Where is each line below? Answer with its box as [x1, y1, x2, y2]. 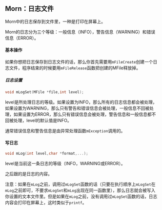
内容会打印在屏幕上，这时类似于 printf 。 [5, 199, 87, 205]
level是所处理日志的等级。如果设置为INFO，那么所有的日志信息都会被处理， [5, 99, 157, 105]
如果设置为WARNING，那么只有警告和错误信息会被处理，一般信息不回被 [5, 105, 150, 111]
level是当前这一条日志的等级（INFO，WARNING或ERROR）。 [5, 160, 125, 166]
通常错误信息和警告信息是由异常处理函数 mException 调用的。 [5, 127, 125, 133]
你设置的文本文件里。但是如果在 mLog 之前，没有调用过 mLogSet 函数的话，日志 [5, 193, 158, 199]
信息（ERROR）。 [5, 35, 39, 41]
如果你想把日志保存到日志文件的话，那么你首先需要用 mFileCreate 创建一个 [5, 59, 153, 65]
